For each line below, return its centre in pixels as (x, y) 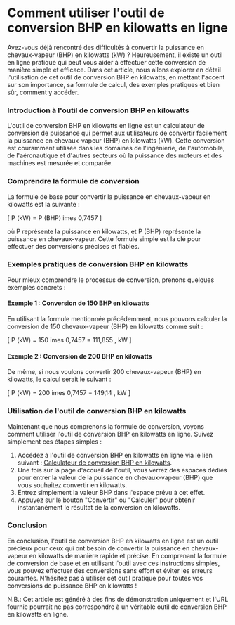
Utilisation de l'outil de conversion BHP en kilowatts (97, 411)
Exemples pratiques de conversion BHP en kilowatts (98, 264)
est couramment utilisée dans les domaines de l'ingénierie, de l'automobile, (116, 148)
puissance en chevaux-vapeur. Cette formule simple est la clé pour (104, 239)
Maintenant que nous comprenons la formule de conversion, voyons (106, 426)
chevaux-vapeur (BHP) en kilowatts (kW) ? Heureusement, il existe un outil (115, 55)
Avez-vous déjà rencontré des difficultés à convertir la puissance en (106, 47)
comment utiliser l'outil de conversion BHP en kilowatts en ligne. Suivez (110, 434)
